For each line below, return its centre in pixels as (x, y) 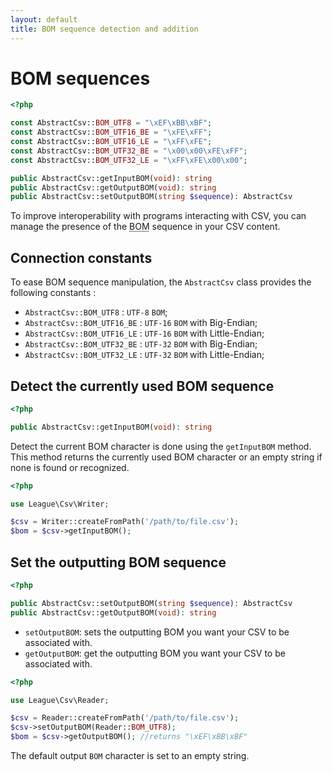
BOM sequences (80, 78)
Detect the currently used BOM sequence (142, 386)
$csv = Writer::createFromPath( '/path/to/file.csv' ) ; (125, 522)
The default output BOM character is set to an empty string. (130, 755)
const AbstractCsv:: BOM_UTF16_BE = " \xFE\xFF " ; (111, 132)
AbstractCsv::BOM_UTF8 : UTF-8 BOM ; (96, 312)
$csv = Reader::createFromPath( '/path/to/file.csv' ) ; (125, 718)
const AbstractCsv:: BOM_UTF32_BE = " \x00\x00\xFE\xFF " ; (129, 151)
